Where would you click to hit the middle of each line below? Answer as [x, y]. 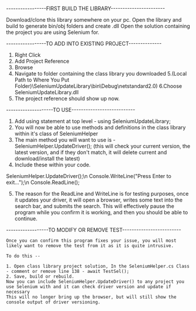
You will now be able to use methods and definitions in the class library [100, 127]
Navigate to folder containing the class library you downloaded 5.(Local [101, 74]
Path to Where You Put [42, 80]
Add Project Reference [42, 61]
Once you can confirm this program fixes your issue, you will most [91, 241]
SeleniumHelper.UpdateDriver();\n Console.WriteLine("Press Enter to [89, 176]
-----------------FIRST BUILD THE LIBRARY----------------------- [86, 8]
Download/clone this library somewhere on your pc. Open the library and [94, 20]
